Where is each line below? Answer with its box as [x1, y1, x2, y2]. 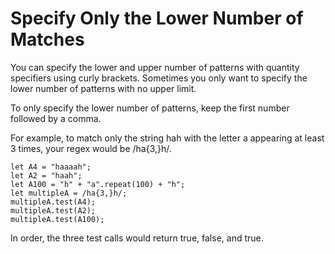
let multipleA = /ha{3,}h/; [10, 188, 128, 198]
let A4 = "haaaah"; [10, 162, 92, 172]
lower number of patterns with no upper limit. [10, 82, 197, 94]
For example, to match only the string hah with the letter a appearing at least [10, 132, 325, 144]
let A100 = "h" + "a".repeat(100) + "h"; [10, 179, 186, 189]
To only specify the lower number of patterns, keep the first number [10, 102, 290, 114]
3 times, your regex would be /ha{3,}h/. [10, 142, 172, 154]
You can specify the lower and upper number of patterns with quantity [10, 61, 300, 73]
